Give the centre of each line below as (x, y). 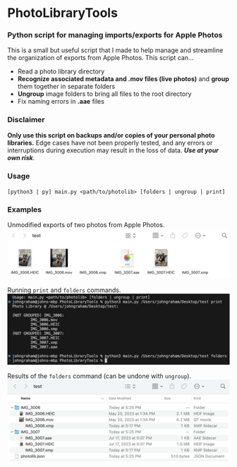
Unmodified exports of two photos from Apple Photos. (86, 225)
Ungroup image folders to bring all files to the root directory (104, 94)
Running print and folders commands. (64, 290)
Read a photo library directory (61, 71)
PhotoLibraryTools (63, 13)
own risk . (21, 157)
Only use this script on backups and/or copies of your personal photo (111, 135)
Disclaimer (26, 120)
